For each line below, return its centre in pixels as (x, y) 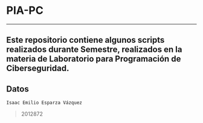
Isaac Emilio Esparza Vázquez (44, 103)
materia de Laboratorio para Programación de (94, 59)
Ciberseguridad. (38, 68)
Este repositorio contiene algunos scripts (85, 40)
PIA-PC (25, 11)
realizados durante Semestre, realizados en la (94, 50)
